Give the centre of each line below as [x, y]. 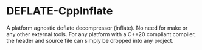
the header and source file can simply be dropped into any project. [90, 40]
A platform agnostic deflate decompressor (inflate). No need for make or [97, 28]
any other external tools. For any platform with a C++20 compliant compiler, [101, 34]
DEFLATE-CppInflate [60, 11]
